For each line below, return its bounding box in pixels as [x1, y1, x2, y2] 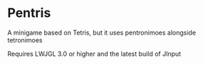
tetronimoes [7, 35, 43, 44]
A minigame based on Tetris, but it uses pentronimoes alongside [7, 28, 197, 37]
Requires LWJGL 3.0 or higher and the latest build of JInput [7, 49, 182, 58]
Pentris [7, 5, 51, 21]
